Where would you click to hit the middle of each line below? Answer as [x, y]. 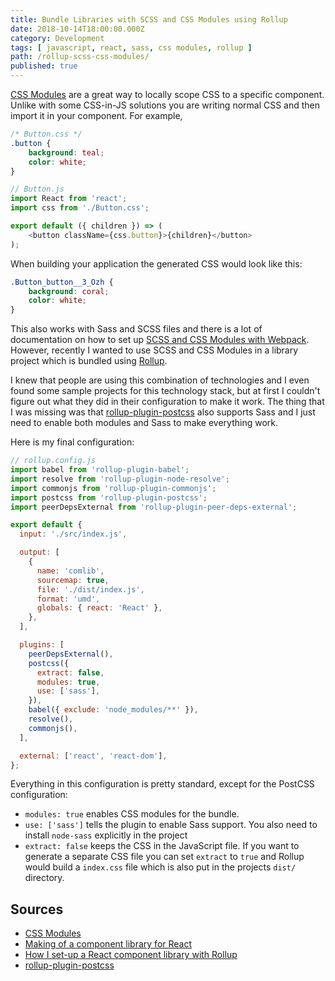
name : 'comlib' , [70, 571]
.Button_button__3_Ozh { [62, 282]
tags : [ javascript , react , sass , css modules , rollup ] [131, 47]
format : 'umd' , [68, 599]
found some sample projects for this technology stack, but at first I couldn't [165, 391]
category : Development [57, 38]
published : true [44, 66]
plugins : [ [42, 645]
